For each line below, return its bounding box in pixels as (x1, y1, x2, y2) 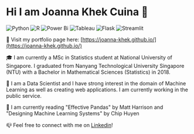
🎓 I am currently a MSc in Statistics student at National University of (6, 54, 173, 61)
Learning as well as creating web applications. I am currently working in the (6, 86, 189, 93)
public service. (6, 92, 42, 99)
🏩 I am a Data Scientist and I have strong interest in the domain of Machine (6, 80, 186, 87)
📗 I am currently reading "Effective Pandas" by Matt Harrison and (6, 104, 164, 111)
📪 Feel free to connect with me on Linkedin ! (6, 121, 113, 128)
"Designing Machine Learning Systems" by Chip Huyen (6, 109, 139, 116)
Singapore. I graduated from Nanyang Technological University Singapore (6, 62, 185, 69)
